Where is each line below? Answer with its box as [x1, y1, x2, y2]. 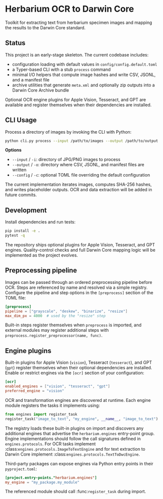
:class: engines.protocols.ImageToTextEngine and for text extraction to [5, 446, 145, 452]
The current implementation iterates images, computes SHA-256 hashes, [5, 181, 152, 187]
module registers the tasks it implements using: [5, 402, 100, 408]
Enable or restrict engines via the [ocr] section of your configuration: [5, 370, 144, 376]
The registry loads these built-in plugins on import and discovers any [5, 425, 144, 431]
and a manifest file [12, 77, 50, 82]
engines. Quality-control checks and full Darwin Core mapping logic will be [5, 247, 156, 253]
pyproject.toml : [5, 466, 38, 472]
